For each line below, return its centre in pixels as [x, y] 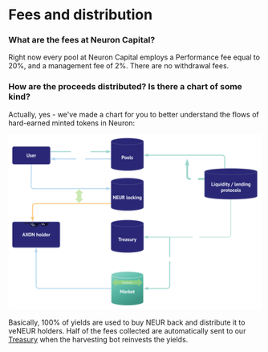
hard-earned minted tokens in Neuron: [72, 123]
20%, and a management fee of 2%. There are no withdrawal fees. [119, 66]
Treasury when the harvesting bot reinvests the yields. [98, 340]
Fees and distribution [81, 15]
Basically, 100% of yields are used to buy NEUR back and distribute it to [127, 322]
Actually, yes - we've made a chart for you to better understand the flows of [134, 114]
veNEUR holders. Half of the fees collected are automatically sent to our [127, 331]
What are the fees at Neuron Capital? [82, 40]
